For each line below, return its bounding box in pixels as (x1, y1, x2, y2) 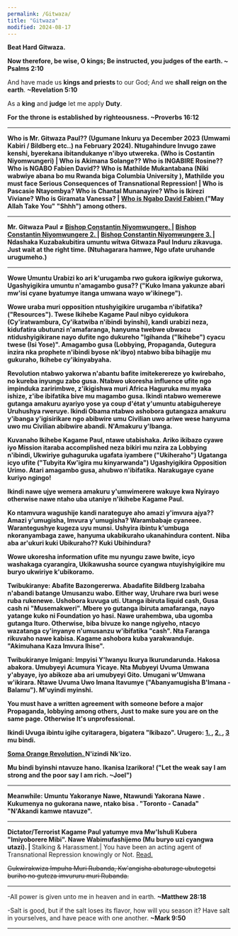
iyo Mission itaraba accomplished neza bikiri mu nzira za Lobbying (7, 443, 208, 452)
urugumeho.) (7, 253, 47, 261)
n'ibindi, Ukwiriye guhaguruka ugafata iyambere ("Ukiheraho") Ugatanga (7, 451, 228, 459)
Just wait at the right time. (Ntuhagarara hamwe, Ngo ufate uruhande (7, 246, 215, 254)
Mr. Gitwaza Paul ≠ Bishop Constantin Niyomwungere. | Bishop (7, 223, 197, 232)
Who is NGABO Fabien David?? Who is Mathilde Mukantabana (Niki (7, 164, 209, 173)
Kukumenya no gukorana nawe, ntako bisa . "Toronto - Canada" (7, 800, 200, 808)
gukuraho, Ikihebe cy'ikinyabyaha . (7, 356, 112, 364)
